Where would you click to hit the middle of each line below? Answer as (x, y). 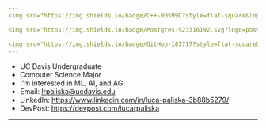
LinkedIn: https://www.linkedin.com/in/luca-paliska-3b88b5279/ (124, 100)
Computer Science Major (60, 75)
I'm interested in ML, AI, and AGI (72, 83)
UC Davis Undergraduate (61, 66)
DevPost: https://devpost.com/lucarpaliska (89, 108)
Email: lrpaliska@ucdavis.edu (67, 92)
